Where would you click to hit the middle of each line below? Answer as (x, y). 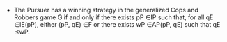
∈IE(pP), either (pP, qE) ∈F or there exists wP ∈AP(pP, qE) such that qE (117, 24)
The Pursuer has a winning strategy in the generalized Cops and (106, 10)
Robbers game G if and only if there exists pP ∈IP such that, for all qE (113, 17)
